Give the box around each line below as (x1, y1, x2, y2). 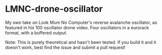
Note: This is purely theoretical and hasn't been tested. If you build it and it (5, 39, 157, 45)
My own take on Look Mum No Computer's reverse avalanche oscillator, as (5, 19, 158, 25)
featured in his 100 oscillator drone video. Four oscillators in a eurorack (5, 24, 149, 30)
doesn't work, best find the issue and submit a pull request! (5, 44, 126, 50)
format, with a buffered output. (5, 30, 67, 36)
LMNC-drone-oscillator (5, 3, 103, 15)
